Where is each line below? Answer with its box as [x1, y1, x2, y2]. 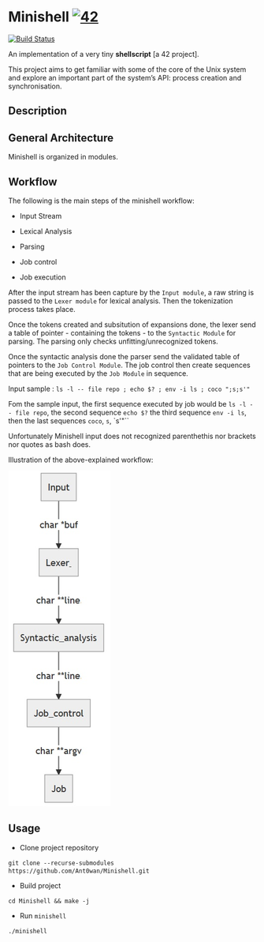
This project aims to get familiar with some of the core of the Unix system [8, 64, 247, 74]
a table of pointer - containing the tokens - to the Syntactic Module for [8, 328, 236, 337]
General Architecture [8, 131, 114, 144]
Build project [19, 880, 61, 890]
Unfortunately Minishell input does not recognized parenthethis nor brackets [8, 431, 256, 441]
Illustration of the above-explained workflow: [8, 455, 154, 464]
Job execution [19, 272, 66, 282]
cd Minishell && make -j [8, 897, 90, 905]
